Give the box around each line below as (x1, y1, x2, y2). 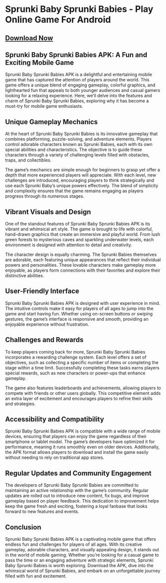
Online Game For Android (5, 14, 111, 25)
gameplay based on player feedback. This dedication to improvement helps (5, 498, 160, 504)
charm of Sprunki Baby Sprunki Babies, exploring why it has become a (5, 98, 149, 104)
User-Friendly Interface (5, 287, 79, 295)
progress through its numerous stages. (5, 193, 85, 199)
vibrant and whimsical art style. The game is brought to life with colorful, (5, 226, 153, 232)
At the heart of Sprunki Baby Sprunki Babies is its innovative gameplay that (5, 131, 158, 137)
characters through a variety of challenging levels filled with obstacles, (5, 152, 150, 158)
